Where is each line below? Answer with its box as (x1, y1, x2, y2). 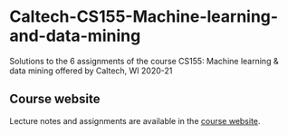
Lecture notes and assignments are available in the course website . (9, 115, 261, 126)
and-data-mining (9, 25, 141, 46)
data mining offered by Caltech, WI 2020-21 (9, 65, 173, 76)
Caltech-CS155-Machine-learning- (9, 6, 279, 27)
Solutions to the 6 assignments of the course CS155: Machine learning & (9, 55, 279, 66)
